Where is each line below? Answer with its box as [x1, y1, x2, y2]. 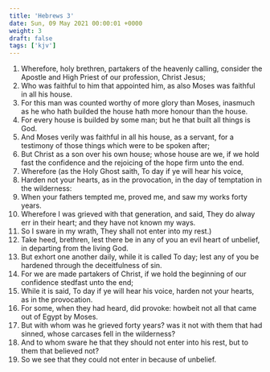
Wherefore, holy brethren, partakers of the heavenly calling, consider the [20, 64, 263, 73]
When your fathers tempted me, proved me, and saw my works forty [20, 192, 248, 202]
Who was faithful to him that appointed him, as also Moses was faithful [20, 81, 256, 91]
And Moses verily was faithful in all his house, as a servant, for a [20, 132, 234, 142]
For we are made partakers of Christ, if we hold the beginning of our [20, 269, 247, 279]
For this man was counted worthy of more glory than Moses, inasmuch [20, 98, 256, 108]
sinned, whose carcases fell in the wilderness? [20, 329, 176, 339]
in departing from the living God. [20, 243, 129, 254]
